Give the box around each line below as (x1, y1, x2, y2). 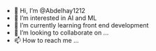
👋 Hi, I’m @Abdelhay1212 (13, 7, 86, 14)
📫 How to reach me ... (13, 37, 79, 44)
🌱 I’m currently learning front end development (13, 21, 149, 29)
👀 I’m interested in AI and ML (13, 14, 97, 22)
